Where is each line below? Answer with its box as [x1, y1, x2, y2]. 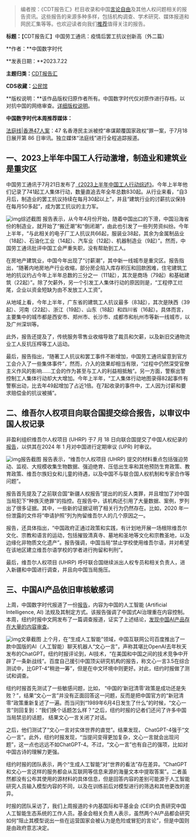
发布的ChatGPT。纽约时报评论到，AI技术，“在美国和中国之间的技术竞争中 [6, 650, 183, 657]
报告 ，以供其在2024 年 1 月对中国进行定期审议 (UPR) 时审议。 [6, 443, 155, 450]
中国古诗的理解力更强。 [6, 749, 62, 756]
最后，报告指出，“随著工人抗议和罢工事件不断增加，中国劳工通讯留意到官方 [6, 352, 188, 359]
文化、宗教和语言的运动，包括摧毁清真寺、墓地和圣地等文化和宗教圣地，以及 [6, 531, 190, 538]
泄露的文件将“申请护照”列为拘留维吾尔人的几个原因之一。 [10, 512, 149, 519]
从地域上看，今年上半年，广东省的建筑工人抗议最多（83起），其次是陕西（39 [6, 299, 190, 306]
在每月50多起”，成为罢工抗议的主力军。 [6, 203, 102, 210]
